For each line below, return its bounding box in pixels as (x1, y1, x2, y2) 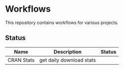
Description (53, 48, 82, 55)
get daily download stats (39, 56, 96, 63)
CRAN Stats (7, 56, 35, 63)
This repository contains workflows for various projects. (5, 20, 119, 25)
